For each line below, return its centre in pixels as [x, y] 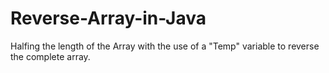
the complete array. [50, 56]
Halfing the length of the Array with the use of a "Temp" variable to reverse [165, 46]
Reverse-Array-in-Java [108, 18]
